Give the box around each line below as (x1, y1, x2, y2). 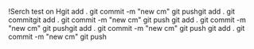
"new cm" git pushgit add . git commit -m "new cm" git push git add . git (8, 24, 245, 32)
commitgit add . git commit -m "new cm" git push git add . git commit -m (8, 15, 247, 24)
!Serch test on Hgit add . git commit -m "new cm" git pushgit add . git (8, 7, 236, 16)
